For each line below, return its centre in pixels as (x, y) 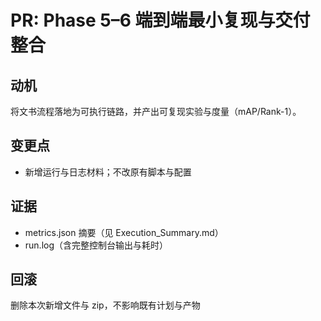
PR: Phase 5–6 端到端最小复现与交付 (160, 20)
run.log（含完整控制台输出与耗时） (96, 245)
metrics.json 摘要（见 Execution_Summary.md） (124, 232)
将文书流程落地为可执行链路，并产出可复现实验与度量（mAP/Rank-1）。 (156, 111)
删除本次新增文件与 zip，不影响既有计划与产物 (105, 305)
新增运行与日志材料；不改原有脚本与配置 (108, 172)
